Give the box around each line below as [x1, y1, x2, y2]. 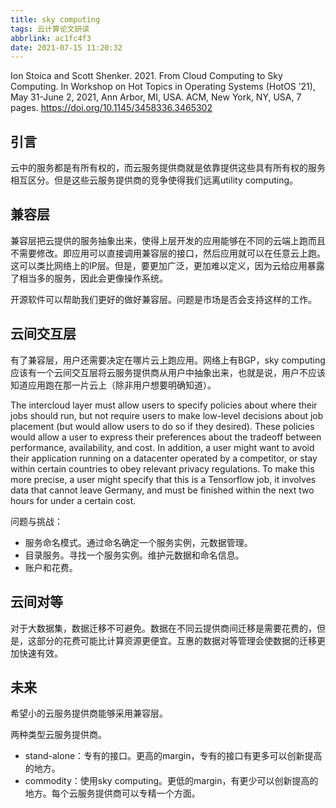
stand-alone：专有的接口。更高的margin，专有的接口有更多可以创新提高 [24, 750, 323, 762]
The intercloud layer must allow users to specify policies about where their [10, 399, 318, 411]
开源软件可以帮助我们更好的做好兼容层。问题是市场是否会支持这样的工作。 [10, 293, 317, 305]
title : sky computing [10, 14, 101, 25]
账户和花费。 [24, 561, 78, 573]
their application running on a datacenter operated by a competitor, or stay [10, 452, 318, 464]
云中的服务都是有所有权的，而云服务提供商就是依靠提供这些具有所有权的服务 [10, 162, 326, 174]
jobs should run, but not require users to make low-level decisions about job [10, 409, 324, 421]
